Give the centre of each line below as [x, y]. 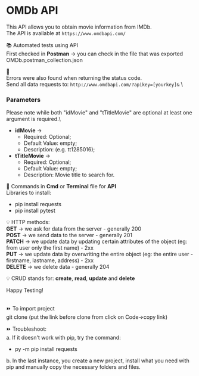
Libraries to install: [29, 193]
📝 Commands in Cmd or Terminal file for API [61, 187]
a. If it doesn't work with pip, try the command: [63, 338]
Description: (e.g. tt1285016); [59, 150]
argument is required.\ [33, 119]
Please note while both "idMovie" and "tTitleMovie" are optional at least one [99, 113]
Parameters [23, 100]
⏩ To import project [30, 309]
